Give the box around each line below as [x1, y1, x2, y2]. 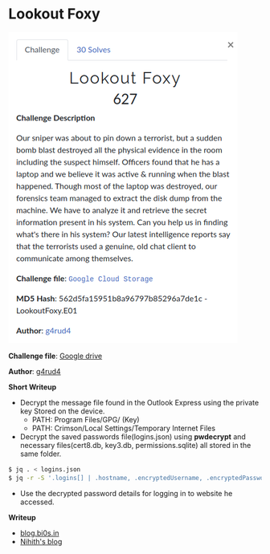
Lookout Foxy [8, 5, 100, 23]
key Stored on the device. [19, 406, 105, 416]
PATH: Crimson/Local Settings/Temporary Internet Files [31, 423, 215, 433]
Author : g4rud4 [8, 366, 62, 376]
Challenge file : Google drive [8, 351, 103, 361]
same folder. [19, 449, 62, 458]
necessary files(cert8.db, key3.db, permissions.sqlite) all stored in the [19, 440, 252, 450]
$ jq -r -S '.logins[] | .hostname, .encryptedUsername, [8, 474, 203, 482]
